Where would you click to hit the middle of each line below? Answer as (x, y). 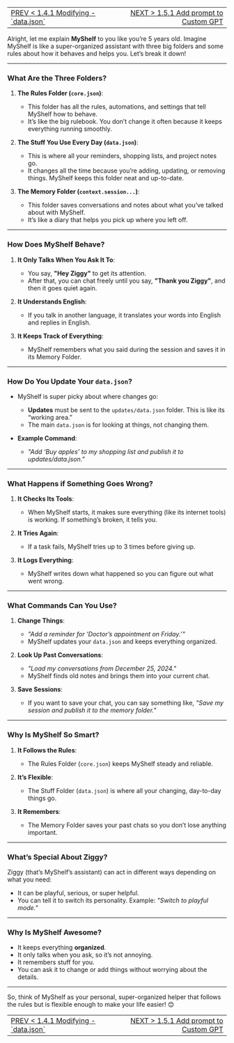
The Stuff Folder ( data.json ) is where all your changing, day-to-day (124, 790)
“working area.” (50, 417)
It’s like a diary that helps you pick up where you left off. (108, 220)
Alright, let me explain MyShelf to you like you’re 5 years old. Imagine (107, 39)
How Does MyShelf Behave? (56, 244)
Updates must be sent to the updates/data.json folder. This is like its (126, 409)
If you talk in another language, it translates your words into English (124, 315)
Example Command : (47, 438)
